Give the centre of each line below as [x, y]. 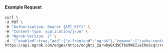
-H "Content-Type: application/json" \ [46, 31]
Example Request [23, 7]
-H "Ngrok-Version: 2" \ [31, 36]
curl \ [12, 17]
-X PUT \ [14, 22]
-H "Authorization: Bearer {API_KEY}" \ [48, 27]
